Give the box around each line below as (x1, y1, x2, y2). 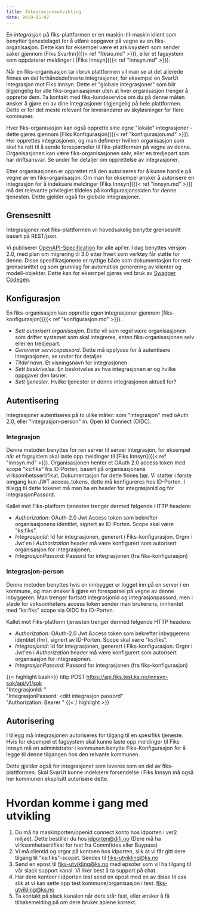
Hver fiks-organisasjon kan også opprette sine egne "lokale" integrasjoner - (6, 124, 193, 131)
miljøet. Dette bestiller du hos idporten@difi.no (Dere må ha (14, 835, 161, 842)
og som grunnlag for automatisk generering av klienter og (39, 263, 182, 270)
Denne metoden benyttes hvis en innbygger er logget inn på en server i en (6, 581, 189, 588)
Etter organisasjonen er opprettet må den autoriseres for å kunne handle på (6, 167, 192, 174)
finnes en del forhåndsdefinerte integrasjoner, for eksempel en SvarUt (6, 74, 179, 81)
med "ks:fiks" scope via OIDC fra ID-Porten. (6, 606, 115, 614)
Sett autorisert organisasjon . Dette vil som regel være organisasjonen (14, 327, 186, 334)
